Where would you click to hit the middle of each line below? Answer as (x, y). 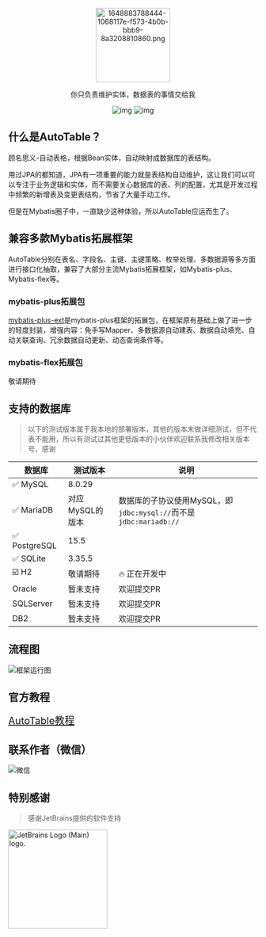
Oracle (25, 588)
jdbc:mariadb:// (149, 522)
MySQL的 (85, 511)
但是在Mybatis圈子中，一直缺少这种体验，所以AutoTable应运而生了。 (121, 211)
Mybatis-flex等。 (36, 279)
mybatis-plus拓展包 (47, 301)
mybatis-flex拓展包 (46, 362)
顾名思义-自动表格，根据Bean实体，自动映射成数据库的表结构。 (112, 158)
